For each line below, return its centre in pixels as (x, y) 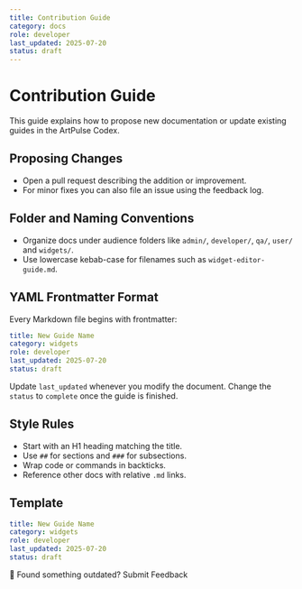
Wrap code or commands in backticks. (94, 465)
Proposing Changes (66, 159)
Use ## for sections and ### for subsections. (105, 456)
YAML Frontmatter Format (84, 297)
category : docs (38, 26)
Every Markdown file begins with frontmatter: (93, 319)
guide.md (39, 270)
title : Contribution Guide (60, 18)
